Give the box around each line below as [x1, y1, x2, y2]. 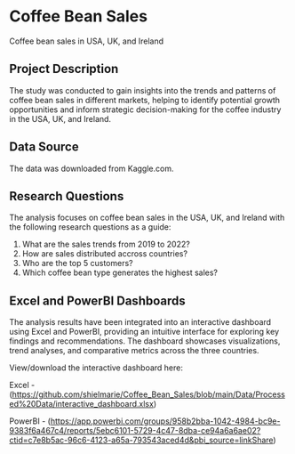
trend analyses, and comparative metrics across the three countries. [9, 345, 259, 356]
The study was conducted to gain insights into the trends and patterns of [9, 85, 276, 95]
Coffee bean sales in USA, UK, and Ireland [9, 36, 164, 46]
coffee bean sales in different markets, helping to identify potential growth [9, 94, 281, 105]
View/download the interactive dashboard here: [9, 362, 184, 373]
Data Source [9, 140, 79, 155]
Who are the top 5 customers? [21, 258, 133, 269]
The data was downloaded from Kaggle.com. [9, 163, 174, 174]
